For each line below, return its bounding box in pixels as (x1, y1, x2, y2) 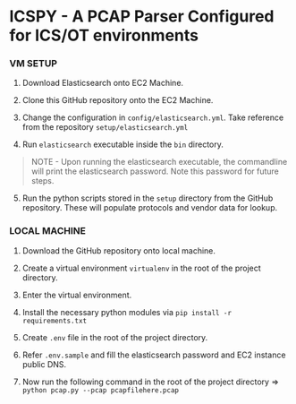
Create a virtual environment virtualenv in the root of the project (21, 262, 261, 273)
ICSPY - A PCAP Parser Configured (9, 6, 275, 27)
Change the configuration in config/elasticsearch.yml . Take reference (21, 112, 284, 123)
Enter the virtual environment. (21, 289, 132, 300)
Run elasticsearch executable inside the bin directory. (21, 139, 224, 150)
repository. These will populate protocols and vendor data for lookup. (21, 202, 278, 213)
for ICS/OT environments (9, 25, 199, 46)
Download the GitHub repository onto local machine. (21, 245, 216, 256)
